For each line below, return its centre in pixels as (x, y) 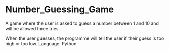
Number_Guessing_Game (60, 9)
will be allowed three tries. (33, 28)
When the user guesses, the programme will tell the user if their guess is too (85, 38)
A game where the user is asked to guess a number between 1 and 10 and (82, 23)
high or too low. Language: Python (41, 43)
